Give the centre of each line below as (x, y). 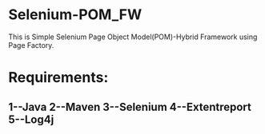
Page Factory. (31, 45)
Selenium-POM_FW (75, 15)
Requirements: (58, 78)
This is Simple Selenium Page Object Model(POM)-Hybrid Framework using (133, 37)
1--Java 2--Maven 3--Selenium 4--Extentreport (130, 106)
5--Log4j (31, 119)
